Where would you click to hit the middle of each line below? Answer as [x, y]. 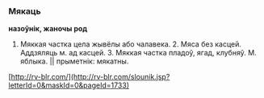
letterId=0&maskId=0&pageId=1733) [69, 85]
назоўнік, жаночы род [48, 29]
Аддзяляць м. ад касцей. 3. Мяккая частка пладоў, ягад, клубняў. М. [138, 53]
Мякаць [25, 11]
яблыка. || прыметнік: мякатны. [74, 61]
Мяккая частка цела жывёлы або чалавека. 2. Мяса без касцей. [131, 44]
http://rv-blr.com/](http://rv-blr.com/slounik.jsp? [90, 77]
